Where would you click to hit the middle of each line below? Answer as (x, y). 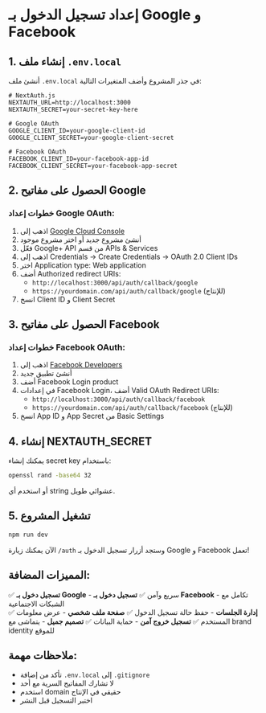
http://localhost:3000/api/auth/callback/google (115, 283)
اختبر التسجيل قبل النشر (56, 700)
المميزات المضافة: (49, 575)
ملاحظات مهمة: (43, 656)
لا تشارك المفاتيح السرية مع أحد (67, 683)
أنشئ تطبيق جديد (46, 373)
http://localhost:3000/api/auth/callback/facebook (119, 400)
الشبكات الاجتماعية (37, 604)
